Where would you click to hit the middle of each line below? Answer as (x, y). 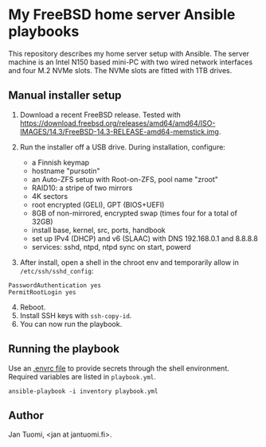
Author (26, 415)
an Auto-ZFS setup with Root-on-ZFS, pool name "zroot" (125, 179)
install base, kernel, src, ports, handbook (98, 230)
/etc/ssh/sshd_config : (57, 270)
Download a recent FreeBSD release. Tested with (100, 115)
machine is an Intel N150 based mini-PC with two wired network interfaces (131, 62)
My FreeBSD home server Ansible (122, 15)
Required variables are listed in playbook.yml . (82, 376)
